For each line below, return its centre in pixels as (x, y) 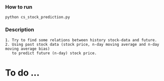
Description (20, 30)
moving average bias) (28, 49)
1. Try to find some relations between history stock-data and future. (81, 40)
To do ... (22, 73)
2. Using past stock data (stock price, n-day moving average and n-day (82, 44)
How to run (19, 7)
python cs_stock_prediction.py (38, 17)
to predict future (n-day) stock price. (54, 53)
